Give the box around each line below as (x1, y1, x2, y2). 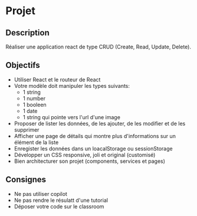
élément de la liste (14, 139, 59, 146)
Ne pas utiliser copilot (14, 190, 67, 197)
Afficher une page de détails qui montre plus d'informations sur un (14, 132, 176, 139)
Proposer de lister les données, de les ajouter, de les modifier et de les (14, 120, 186, 127)
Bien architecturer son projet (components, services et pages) (14, 158, 166, 165)
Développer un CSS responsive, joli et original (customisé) (14, 151, 156, 158)
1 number (22, 94, 46, 102)
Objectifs (5, 60, 41, 70)
